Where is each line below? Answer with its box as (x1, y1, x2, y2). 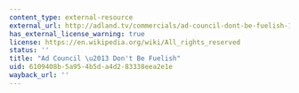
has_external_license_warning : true (9, 29, 145, 38)
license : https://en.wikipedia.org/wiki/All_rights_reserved (9, 37, 241, 47)
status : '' (9, 46, 50, 55)
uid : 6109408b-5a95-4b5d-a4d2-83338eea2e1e (9, 63, 174, 72)
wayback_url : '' (9, 71, 69, 80)
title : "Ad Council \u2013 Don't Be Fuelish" (9, 54, 181, 63)
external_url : (9, 21, 62, 30)
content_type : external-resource (9, 12, 133, 22)
